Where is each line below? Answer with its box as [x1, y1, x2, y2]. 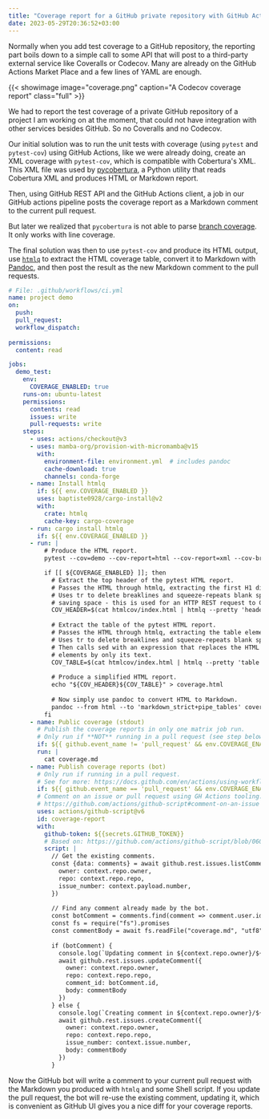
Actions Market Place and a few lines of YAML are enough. [8, 67, 203, 76]
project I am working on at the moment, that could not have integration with [8, 115, 257, 124]
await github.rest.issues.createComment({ [58, 1016, 203, 1024]
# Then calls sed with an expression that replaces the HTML [50, 643, 260, 651]
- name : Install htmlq [29, 480, 106, 488]
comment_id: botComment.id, [65, 979, 159, 987]
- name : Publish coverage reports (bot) [29, 763, 167, 771]
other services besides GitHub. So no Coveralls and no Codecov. [8, 124, 223, 133]
